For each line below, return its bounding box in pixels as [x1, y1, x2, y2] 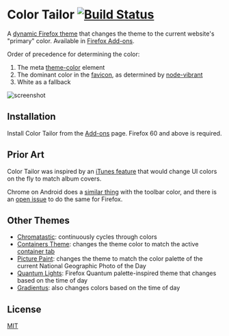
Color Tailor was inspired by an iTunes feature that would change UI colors [7, 167, 217, 175]
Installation [7, 111, 56, 122]
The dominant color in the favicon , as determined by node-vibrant [16, 70, 203, 79]
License [7, 303, 42, 315]
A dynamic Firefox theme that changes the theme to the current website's [7, 29, 215, 38]
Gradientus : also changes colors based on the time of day [16, 284, 180, 292]
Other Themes [7, 214, 70, 226]
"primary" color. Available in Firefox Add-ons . [7, 36, 135, 44]
